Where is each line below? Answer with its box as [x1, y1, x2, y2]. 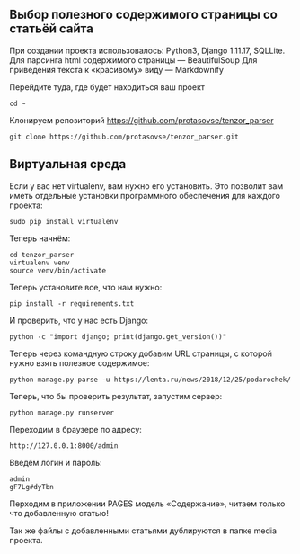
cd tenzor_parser [9, 250, 75, 259]
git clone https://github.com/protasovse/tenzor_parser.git [9, 132, 240, 141]
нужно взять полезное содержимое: [9, 357, 150, 368]
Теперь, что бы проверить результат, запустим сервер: [9, 390, 223, 401]
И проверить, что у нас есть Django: [9, 315, 148, 326]
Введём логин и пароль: [9, 457, 102, 468]
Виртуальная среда [9, 156, 127, 172]
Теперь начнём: [9, 233, 71, 244]
